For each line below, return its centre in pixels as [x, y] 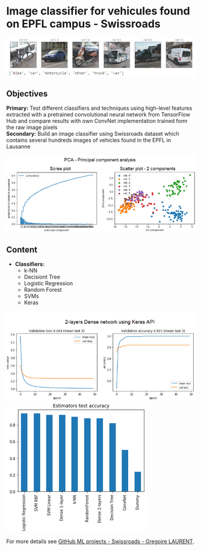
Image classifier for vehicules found [98, 11]
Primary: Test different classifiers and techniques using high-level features [99, 108]
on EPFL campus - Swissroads [83, 24]
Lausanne [19, 146]
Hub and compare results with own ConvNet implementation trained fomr [97, 121]
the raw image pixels [32, 127]
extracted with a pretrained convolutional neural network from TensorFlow [98, 114]
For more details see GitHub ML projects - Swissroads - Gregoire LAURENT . [100, 541]
